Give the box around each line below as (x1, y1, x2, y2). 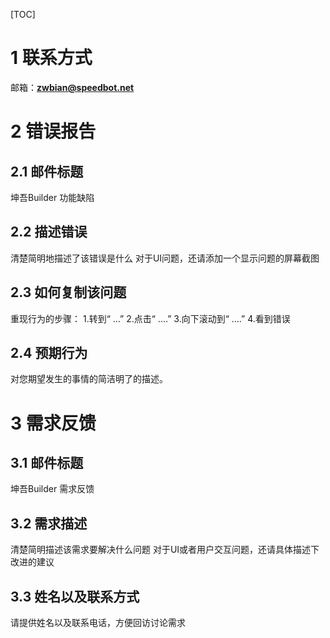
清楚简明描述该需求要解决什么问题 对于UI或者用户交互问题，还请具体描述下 (10, 544, 320, 556)
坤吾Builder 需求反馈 (10, 483, 95, 495)
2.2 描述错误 (10, 224, 88, 241)
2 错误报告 (10, 120, 97, 143)
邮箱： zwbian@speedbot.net (10, 81, 135, 93)
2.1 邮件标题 (10, 163, 84, 180)
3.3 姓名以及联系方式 (10, 588, 140, 605)
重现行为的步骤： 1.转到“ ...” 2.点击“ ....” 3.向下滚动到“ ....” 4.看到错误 (10, 312, 291, 324)
